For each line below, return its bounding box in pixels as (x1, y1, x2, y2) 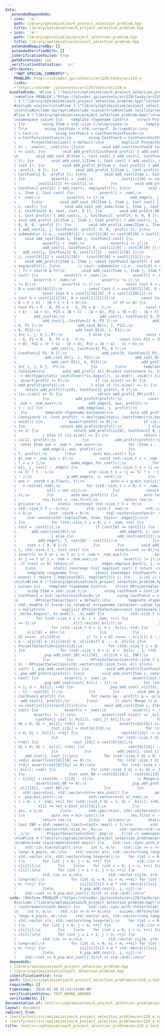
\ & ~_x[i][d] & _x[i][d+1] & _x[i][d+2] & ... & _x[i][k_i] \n (14, 639, 146, 644)
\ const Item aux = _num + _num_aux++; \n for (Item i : (14, 442, 157, 447)
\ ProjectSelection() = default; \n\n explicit (14, 140, 139, 145)
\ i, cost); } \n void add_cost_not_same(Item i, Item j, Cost (14, 204, 160, 209)
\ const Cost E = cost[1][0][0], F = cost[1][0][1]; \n (14, 291, 153, 296)
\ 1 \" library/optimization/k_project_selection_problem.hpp (14, 99, 141, 104)
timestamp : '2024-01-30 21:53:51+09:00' (9, 987, 93, 992)
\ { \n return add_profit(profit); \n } (14, 424, 151, 429)
